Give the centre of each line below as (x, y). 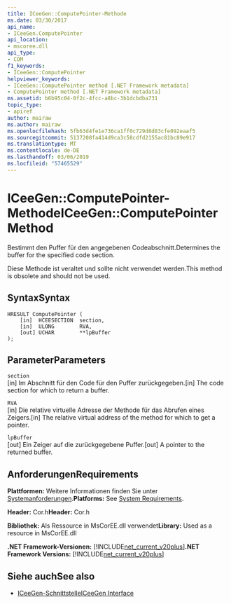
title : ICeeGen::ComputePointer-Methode (67, 14)
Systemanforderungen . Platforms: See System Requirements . (96, 499)
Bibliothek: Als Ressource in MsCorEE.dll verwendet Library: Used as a (110, 526)
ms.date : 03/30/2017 (37, 20)
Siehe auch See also (51, 576)
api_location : (28, 40)
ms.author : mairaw (34, 124)
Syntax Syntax (39, 298)
